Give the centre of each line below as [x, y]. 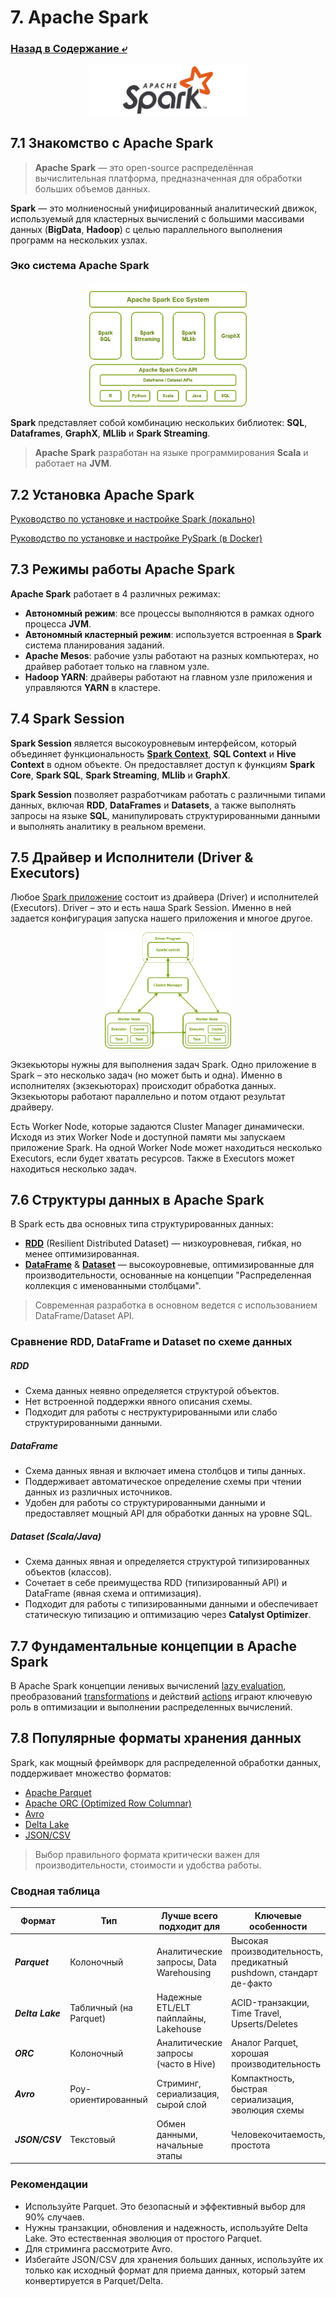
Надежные [179, 1997]
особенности [278, 1926]
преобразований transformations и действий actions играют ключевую [161, 1696]
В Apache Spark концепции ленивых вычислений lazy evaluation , [148, 1685]
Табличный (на [101, 2008]
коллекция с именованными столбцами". [113, 1286]
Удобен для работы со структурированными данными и [145, 1503]
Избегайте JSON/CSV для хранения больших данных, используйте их [174, 2259]
